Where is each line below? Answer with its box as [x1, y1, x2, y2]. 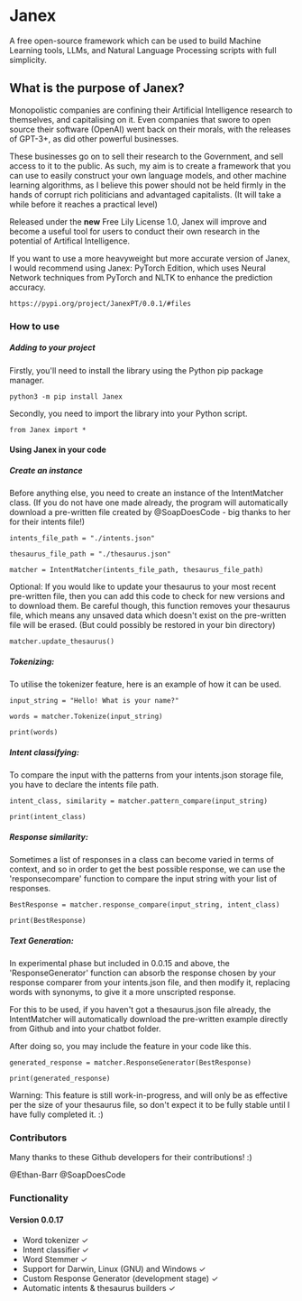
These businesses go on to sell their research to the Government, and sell [9, 151, 284, 161]
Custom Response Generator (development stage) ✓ [22, 1273, 219, 1284]
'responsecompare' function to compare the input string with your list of [9, 873, 278, 884]
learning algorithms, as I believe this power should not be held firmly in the [9, 180, 287, 190]
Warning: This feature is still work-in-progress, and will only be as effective [9, 1090, 288, 1101]
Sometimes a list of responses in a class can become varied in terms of [9, 854, 275, 865]
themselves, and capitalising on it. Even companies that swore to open [9, 114, 271, 125]
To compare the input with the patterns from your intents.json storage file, [9, 770, 284, 780]
